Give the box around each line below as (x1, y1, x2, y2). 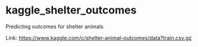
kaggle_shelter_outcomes (5, 4, 137, 17)
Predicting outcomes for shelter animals (5, 23, 104, 30)
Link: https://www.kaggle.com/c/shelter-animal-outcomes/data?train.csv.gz (5, 34, 192, 41)
